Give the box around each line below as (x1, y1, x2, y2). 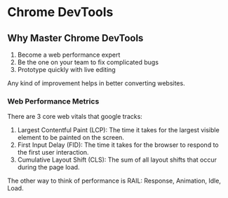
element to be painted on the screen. (17, 134, 125, 142)
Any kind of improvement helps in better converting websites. (7, 79, 185, 87)
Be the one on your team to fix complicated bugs (17, 58, 159, 66)
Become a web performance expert (17, 50, 121, 59)
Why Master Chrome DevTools (7, 32, 144, 44)
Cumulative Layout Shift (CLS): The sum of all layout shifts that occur (17, 155, 217, 164)
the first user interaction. (17, 148, 89, 157)
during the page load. (17, 163, 80, 171)
